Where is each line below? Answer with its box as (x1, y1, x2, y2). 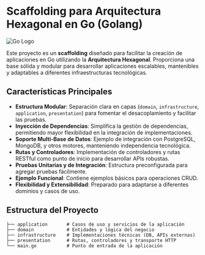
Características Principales (6, 87, 113, 97)
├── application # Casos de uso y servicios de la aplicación (6, 221, 185, 227)
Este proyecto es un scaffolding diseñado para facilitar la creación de (6, 49, 182, 56)
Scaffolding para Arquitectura (6, 4, 162, 18)
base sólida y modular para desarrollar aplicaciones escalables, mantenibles (6, 62, 199, 70)
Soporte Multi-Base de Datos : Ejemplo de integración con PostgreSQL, (15, 135, 196, 142)
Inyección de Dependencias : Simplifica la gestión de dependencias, (15, 122, 188, 130)
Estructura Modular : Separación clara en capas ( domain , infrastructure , (15, 103, 199, 110)
